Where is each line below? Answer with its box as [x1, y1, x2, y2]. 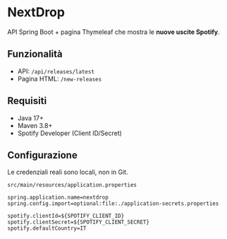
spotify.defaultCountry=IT [7, 225, 87, 232]
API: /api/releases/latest [17, 66, 95, 75]
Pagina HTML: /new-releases [17, 74, 102, 83]
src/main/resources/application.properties [7, 182, 137, 189]
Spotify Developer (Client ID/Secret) [17, 129, 122, 137]
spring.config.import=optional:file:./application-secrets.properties [7, 200, 219, 207]
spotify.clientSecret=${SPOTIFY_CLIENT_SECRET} [7, 218, 150, 226]
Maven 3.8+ [17, 121, 53, 129]
